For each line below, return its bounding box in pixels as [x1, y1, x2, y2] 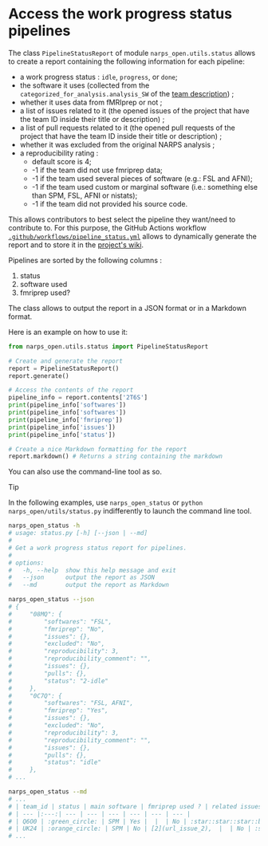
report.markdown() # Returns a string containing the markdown [8, 452, 223, 461]
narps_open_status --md [8, 788, 88, 796]
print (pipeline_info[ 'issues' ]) [8, 423, 116, 431]
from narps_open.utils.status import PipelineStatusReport [8, 342, 209, 351]
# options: [8, 559, 45, 567]
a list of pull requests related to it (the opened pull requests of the [19, 123, 235, 132]
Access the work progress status [8, 5, 233, 23]
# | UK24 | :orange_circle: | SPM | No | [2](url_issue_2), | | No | [8, 824, 251, 833]
